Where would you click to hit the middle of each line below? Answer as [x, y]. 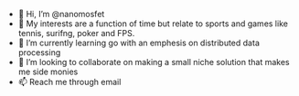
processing [39, 53]
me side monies [48, 72]
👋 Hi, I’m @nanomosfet [61, 14]
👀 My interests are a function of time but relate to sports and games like [153, 24]
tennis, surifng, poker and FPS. [76, 33]
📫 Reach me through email [69, 82]
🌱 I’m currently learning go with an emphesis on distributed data [139, 43]
